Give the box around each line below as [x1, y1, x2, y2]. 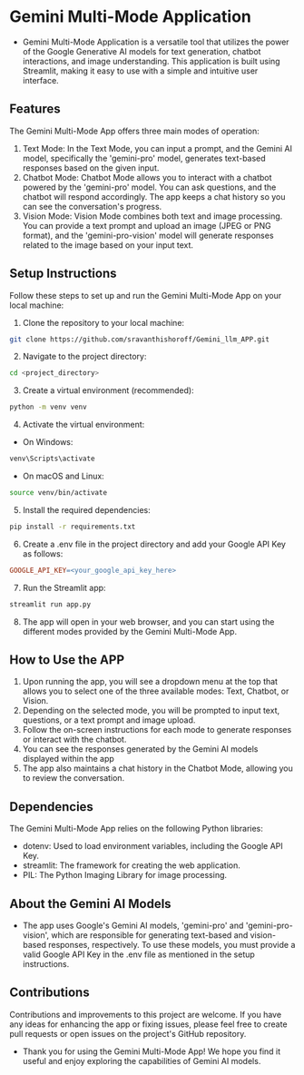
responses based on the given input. [22, 162, 160, 173]
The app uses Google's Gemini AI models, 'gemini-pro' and [22, 920, 244, 931]
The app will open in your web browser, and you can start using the [22, 616, 275, 627]
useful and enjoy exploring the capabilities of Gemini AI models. [22, 1055, 261, 1066]
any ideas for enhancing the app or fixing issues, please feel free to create [9, 1019, 288, 1030]
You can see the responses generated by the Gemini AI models [22, 744, 259, 754]
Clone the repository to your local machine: [22, 317, 184, 328]
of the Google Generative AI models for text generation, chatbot [22, 45, 261, 56]
